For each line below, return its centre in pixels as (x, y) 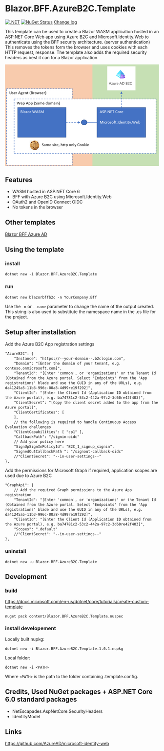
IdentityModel (26, 716)
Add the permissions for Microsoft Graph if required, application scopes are (81, 470)
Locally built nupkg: (25, 639)
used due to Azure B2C (29, 476)
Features (19, 180)
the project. (17, 317)
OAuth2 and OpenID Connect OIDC (47, 202)
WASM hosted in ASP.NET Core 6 (46, 191)
